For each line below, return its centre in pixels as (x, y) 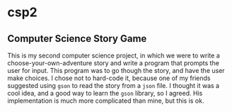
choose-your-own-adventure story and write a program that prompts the (113, 63)
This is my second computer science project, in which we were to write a (114, 55)
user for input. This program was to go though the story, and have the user (116, 71)
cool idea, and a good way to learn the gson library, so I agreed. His (105, 93)
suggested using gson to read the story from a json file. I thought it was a (114, 85)
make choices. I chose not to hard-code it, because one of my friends (109, 78)
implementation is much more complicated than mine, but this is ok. (106, 101)
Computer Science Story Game (77, 39)
